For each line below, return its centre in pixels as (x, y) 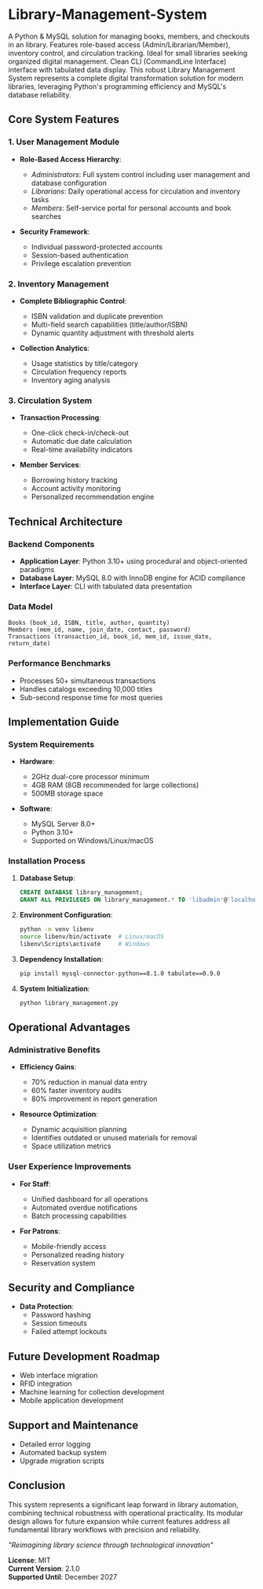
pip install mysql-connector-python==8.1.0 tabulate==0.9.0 (120, 974)
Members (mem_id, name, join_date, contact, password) (100, 630)
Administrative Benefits (54, 1050)
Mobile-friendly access (69, 1246)
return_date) (29, 644)
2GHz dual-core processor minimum (90, 777)
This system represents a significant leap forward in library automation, (123, 1504)
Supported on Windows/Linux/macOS (93, 841)
